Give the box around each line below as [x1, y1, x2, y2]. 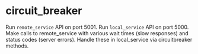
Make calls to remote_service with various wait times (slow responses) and [5, 29, 189, 36]
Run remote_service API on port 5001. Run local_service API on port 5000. [5, 23, 189, 31]
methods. [5, 42, 29, 49]
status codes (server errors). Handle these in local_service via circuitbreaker [5, 36, 193, 43]
